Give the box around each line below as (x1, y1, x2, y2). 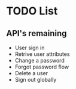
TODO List (6, 4, 58, 18)
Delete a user (14, 70, 48, 76)
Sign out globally (14, 76, 57, 83)
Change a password (14, 57, 65, 64)
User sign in (14, 44, 45, 51)
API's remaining (6, 28, 67, 38)
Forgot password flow (14, 63, 69, 70)
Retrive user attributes (14, 51, 70, 58)
